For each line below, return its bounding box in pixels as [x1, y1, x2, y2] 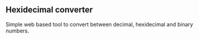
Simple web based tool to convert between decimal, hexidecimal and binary [5, 20, 194, 28]
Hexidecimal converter [5, 5, 93, 15]
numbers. [5, 27, 29, 34]
